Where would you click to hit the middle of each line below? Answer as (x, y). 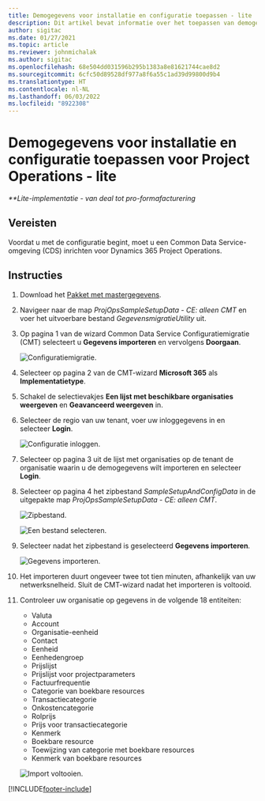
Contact (44, 640)
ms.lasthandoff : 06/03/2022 (54, 96)
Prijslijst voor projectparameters (83, 674)
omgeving (24, 251)
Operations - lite (62, 177)
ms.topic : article (38, 45)
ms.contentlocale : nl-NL (49, 89)
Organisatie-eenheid (65, 632)
